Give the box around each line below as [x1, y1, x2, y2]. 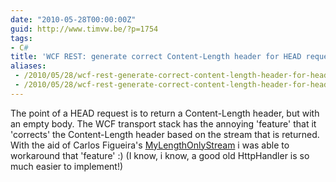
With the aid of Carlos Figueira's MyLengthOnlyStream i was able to [10, 139, 290, 151]
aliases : [10, 61, 47, 71]
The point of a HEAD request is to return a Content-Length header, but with [10, 107, 320, 119]
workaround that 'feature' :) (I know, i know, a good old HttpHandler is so [10, 149, 310, 161]
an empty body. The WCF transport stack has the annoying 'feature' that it [10, 117, 317, 130]
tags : [10, 33, 33, 43]
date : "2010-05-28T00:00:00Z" [10, 14, 137, 25]
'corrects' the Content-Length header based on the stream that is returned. [10, 128, 320, 140]
